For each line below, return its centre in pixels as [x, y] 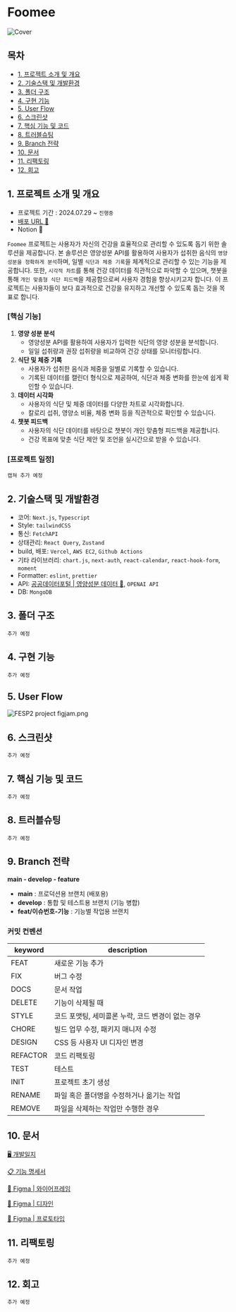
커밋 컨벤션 [25, 931]
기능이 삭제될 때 [79, 1002]
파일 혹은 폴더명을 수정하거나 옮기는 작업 [117, 1095]
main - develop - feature [43, 879]
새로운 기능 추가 [79, 963]
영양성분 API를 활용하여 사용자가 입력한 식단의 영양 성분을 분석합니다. [123, 342]
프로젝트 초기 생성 [82, 1082]
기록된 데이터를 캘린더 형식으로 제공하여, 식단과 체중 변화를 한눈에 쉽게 [125, 377]
